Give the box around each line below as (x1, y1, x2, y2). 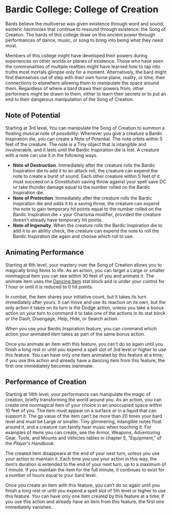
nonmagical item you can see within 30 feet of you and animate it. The (5, 273, 154, 279)
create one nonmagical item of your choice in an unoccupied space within (5, 402, 162, 409)
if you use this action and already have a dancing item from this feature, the (5, 357, 165, 363)
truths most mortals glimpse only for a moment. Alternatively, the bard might (5, 68, 167, 75)
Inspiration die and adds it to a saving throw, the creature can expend (12, 200, 160, 206)
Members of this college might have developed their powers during (5, 52, 148, 59)
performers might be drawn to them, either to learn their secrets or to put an (5, 91, 166, 97)
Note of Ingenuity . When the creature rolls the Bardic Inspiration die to (12, 222, 163, 228)
